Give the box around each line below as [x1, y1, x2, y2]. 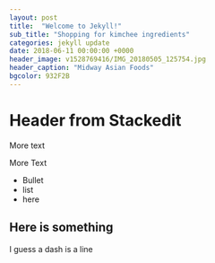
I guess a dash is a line [9, 243, 94, 254]
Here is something [9, 220, 114, 235]
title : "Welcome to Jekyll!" [9, 22, 123, 31]
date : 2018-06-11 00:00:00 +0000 [9, 47, 134, 56]
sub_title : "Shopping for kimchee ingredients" [9, 30, 191, 39]
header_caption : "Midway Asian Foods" [9, 64, 154, 73]
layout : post [9, 13, 58, 22]
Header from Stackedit [9, 110, 182, 130]
